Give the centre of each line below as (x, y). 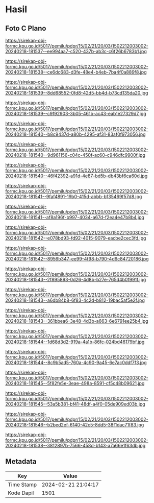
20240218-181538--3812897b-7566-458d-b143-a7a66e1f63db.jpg (75, 446)
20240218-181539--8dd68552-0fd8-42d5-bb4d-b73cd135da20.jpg (77, 93)
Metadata (21, 461)
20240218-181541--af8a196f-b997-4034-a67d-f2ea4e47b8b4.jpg (75, 217)
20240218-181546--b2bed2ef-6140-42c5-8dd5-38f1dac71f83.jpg (75, 425)
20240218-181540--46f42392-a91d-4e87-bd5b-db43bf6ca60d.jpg (76, 176)
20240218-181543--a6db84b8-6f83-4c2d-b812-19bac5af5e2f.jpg (75, 300)
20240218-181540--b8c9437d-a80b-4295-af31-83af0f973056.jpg (76, 134)
